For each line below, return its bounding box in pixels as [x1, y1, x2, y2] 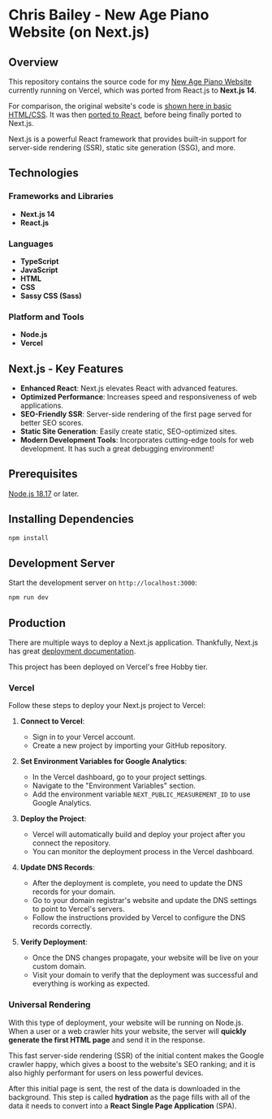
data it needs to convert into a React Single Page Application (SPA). [8, 1100, 237, 1110]
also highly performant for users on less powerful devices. [8, 1068, 204, 1078]
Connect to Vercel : [19, 716, 85, 726]
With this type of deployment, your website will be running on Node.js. [8, 1017, 244, 1027]
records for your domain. [32, 887, 116, 896]
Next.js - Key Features [8, 361, 124, 375]
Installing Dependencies [8, 512, 134, 526]
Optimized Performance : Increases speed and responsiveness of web [19, 392, 257, 402]
